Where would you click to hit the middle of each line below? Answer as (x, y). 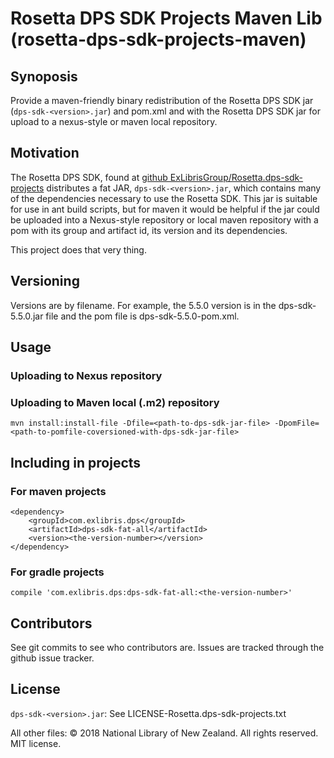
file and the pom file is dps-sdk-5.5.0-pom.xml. (142, 316)
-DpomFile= (297, 423)
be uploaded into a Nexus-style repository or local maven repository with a (164, 219)
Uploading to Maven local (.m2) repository (115, 402)
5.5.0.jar (27, 316)
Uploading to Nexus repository (86, 375)
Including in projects (76, 462)
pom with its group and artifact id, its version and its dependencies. (149, 230)
